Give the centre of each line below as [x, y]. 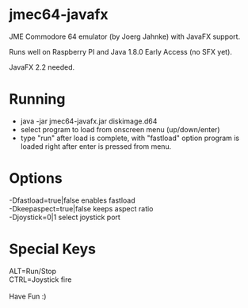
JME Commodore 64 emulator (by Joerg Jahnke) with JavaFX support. [125, 36]
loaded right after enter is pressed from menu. [96, 146]
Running [37, 99]
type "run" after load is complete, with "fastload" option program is [130, 138]
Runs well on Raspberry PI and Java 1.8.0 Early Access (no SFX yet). [121, 51]
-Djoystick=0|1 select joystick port [65, 217]
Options [36, 179]
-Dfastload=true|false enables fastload [72, 200]
